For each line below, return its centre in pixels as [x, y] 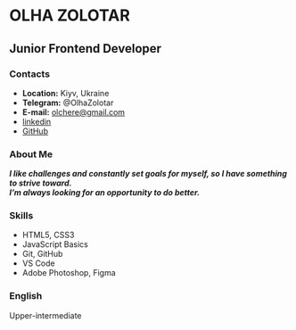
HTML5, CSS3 [48, 235]
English [26, 296]
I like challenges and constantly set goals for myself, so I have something [148, 174]
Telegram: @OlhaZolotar [68, 103]
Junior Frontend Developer [86, 49]
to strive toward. [41, 183]
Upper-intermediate [45, 315]
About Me [31, 154]
